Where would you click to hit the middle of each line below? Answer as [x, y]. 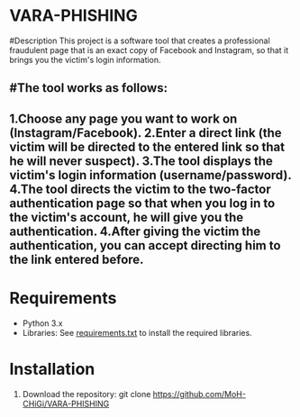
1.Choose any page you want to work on [123, 118]
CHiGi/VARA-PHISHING [66, 403]
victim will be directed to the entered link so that [147, 146]
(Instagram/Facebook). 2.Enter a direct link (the [145, 133]
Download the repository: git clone [86, 394]
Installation [52, 369]
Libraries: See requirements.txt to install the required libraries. [137, 332]
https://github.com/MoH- [199, 394]
